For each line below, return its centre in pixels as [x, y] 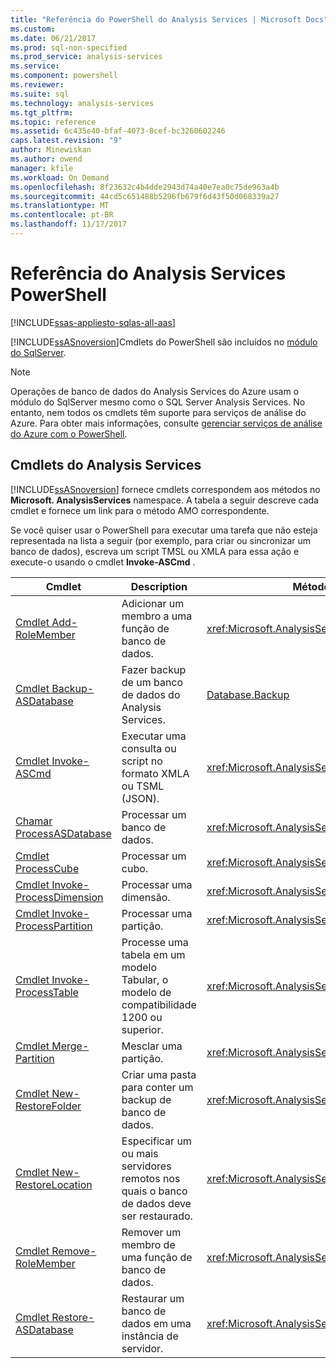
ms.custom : [33, 29]
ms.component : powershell [64, 76]
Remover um [151, 1232]
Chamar [34, 821]
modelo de [146, 992]
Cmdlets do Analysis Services [106, 465]
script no [142, 761]
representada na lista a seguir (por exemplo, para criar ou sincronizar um [160, 540]
